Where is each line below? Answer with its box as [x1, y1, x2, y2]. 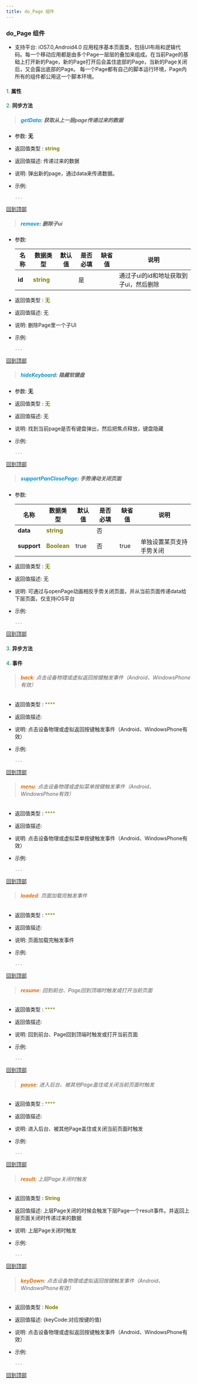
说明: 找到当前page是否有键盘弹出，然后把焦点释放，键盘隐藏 [14, 425, 164, 432]
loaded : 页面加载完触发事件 [20, 892, 87, 899]
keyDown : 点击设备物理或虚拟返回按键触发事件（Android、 [20, 1277, 164, 1284]
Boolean [46, 542, 70, 550]
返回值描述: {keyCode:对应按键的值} [14, 1316, 102, 1323]
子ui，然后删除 [119, 280, 159, 288]
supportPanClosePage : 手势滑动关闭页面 [20, 475, 121, 482]
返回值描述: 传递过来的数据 [14, 157, 80, 164]
